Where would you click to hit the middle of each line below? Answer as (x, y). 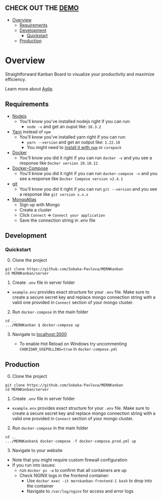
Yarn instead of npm (31, 131)
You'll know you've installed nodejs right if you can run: (75, 121)
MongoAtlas (24, 199)
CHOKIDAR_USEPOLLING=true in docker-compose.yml (68, 349)
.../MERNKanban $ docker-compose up (42, 325)
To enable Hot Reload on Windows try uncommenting (73, 344)
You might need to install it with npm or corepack (74, 147)
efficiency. (16, 79)
